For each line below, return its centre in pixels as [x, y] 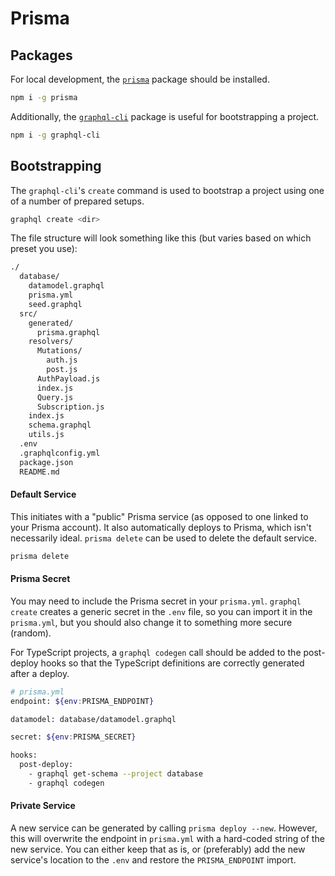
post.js [62, 370]
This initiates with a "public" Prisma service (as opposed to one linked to [159, 516]
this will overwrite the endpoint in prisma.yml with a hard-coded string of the [167, 839]
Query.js [55, 397]
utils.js [46, 435]
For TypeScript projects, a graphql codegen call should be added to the [156, 652]
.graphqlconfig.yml [60, 453]
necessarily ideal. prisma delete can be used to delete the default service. [164, 538]
